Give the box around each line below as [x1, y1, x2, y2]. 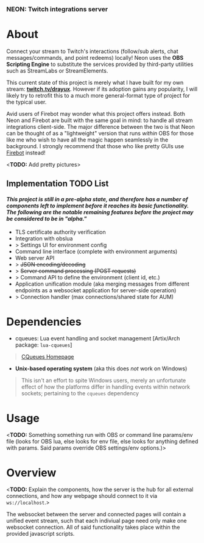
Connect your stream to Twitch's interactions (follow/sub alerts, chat [6, 48, 178, 55]
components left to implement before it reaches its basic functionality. [6, 202, 189, 209]
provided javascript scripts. [6, 530, 75, 538]
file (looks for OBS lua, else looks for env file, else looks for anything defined [6, 438, 199, 445]
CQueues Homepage [21, 353, 74, 361]
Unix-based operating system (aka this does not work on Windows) [15, 365, 188, 372]
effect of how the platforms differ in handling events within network [21, 383, 191, 390]
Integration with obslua [15, 235, 73, 242]
